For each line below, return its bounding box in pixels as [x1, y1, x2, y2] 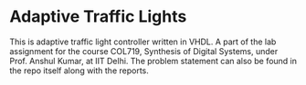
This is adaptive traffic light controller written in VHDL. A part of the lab [9, 36, 277, 47]
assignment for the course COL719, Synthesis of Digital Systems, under [9, 45, 279, 56]
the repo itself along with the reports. [9, 65, 149, 76]
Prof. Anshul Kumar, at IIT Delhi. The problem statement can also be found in [9, 55, 298, 66]
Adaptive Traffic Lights [9, 6, 187, 27]
